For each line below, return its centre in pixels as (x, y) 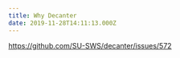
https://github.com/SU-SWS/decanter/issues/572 (90, 45)
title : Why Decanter (43, 15)
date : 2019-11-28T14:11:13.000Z (62, 23)
